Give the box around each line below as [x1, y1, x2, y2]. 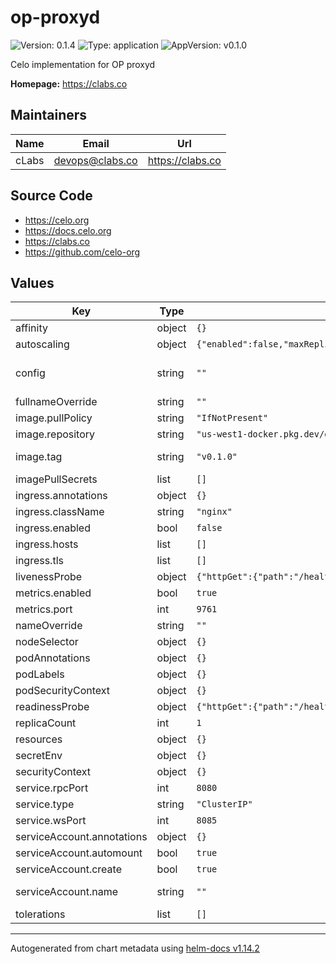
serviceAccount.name [15, 885, 118, 899]
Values [10, 274, 55, 291]
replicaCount [15, 716, 77, 730]
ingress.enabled [15, 521, 91, 535]
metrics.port [15, 602, 73, 616]
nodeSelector [15, 635, 79, 649]
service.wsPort [15, 814, 87, 828]
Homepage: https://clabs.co [10, 77, 128, 90]
